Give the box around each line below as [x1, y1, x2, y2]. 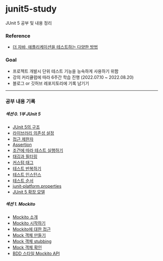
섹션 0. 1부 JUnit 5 [5, 111, 41, 117]
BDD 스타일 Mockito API [12, 251, 60, 257]
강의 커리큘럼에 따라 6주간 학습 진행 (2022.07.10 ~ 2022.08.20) [12, 74, 134, 80]
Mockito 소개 [12, 214, 38, 220]
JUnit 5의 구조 [12, 124, 40, 130]
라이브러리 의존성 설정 [12, 130, 55, 136]
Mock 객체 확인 [12, 245, 42, 250]
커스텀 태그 [12, 160, 34, 165]
